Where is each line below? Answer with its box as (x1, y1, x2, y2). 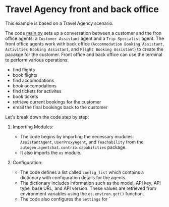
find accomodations (12, 77, 54, 83)
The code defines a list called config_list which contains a (20, 169, 144, 175)
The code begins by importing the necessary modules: (20, 133, 134, 139)
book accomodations (12, 82, 57, 89)
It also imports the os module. (20, 149, 82, 156)
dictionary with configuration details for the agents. (20, 174, 127, 180)
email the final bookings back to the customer (12, 104, 108, 110)
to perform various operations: (5, 57, 69, 63)
